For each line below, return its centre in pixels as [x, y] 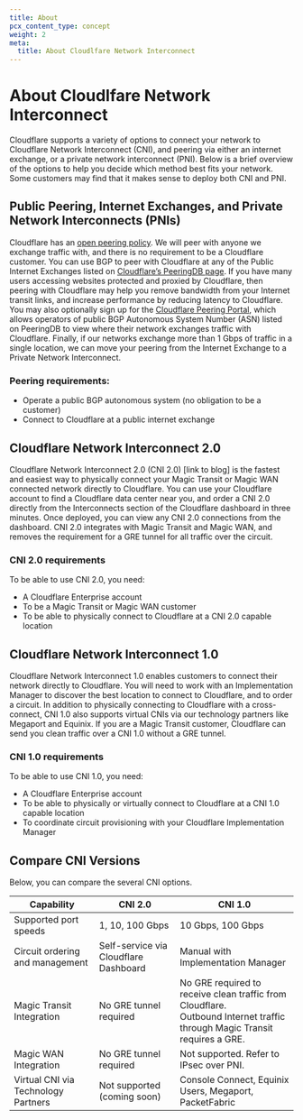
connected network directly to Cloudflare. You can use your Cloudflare [141, 489]
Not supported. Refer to [230, 1054]
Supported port [46, 920]
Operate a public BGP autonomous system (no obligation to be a [142, 400]
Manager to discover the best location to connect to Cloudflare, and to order [151, 695]
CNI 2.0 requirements [58, 560]
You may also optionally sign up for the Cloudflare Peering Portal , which [143, 309]
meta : [19, 43]
